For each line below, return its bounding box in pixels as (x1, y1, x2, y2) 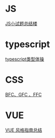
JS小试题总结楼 (5, 20, 37, 26)
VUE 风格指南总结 (5, 127, 42, 133)
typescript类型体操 (5, 56, 44, 62)
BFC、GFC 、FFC (5, 91, 42, 97)
